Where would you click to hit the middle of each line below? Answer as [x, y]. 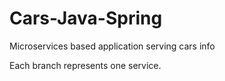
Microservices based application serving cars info [112, 46]
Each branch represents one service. [85, 65]
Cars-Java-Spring [86, 18]
